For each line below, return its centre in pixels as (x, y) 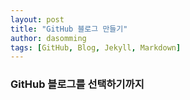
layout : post (37, 19)
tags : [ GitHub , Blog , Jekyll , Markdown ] (96, 47)
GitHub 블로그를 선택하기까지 (77, 84)
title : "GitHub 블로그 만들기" (69, 29)
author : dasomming (48, 38)
